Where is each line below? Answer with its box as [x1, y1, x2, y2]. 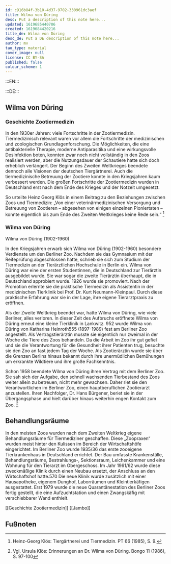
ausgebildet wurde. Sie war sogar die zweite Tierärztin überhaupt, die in [5, 273, 157, 279]
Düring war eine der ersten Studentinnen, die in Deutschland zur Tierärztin [5, 267, 162, 273]
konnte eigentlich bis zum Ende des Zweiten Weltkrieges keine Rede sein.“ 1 [5, 210, 164, 217]
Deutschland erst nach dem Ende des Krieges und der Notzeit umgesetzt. [5, 184, 160, 190]
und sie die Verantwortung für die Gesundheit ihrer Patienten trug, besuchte [5, 342, 165, 348]
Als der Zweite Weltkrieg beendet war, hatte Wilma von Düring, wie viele [5, 309, 157, 315]
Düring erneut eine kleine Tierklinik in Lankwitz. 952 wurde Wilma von [5, 320, 152, 327]
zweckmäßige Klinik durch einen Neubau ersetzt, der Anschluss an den [5, 468, 155, 474]
